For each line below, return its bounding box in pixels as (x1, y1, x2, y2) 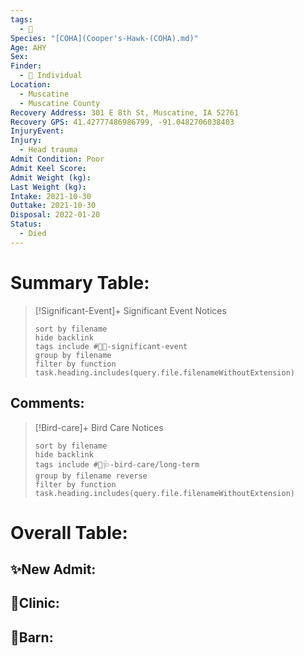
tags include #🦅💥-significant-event (34, 341, 188, 351)
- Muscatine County (19, 98, 101, 108)
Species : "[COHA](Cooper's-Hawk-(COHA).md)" (10, 33, 199, 43)
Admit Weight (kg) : (10, 172, 92, 183)
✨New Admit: (10, 561, 97, 578)
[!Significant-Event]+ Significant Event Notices (34, 304, 227, 316)
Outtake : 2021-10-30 (10, 201, 97, 211)
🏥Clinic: (10, 595, 60, 612)
